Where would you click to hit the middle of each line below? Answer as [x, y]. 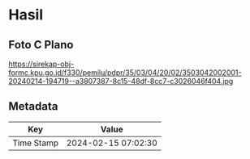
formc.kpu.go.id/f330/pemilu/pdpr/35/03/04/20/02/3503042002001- [125, 73]
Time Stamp [36, 143]
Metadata [33, 107]
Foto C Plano [41, 45]
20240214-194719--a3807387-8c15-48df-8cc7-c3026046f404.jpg [121, 81]
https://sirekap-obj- [41, 64]
